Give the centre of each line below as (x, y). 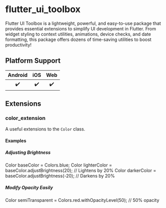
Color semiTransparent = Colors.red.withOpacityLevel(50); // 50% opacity (82, 200)
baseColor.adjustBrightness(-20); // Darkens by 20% (60, 176)
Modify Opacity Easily (29, 187)
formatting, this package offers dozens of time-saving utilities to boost (78, 39)
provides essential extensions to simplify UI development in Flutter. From (81, 28)
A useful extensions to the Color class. (45, 129)
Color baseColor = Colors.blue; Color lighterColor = (59, 165)
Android (18, 75)
